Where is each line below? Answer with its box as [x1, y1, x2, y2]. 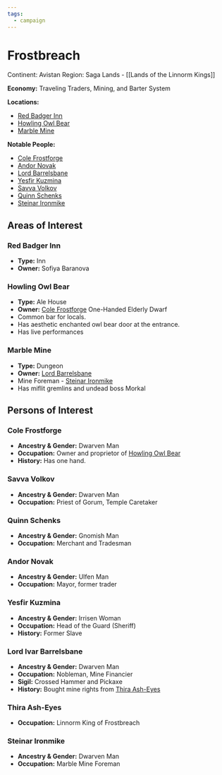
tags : [7, 10, 23, 18]
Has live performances [17, 328, 84, 336]
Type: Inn [17, 257, 46, 265]
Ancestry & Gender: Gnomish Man [17, 531, 120, 540]
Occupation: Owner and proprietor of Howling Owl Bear [17, 449, 181, 457]
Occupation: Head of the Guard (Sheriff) [17, 621, 136, 630]
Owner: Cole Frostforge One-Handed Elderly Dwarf [17, 305, 168, 314]
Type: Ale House [17, 298, 67, 306]
